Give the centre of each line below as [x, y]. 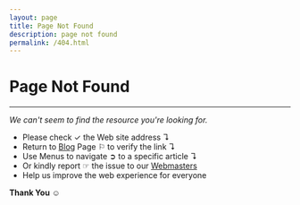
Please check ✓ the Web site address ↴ [96, 137]
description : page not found [63, 34]
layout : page [33, 17]
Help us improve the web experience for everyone [114, 175]
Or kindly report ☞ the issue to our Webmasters [110, 166]
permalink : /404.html [50, 43]
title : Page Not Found [51, 26]
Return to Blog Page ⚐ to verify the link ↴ [99, 147]
